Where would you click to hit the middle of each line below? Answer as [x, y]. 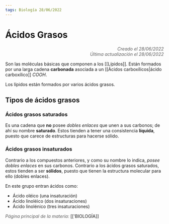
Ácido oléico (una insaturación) [45, 196]
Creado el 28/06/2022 [141, 49]
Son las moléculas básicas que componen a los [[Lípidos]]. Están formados [83, 64]
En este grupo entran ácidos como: [41, 186]
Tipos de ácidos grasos [43, 100]
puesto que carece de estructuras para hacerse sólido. [62, 136]
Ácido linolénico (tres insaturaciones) [51, 206]
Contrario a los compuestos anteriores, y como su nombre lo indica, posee [82, 160]
